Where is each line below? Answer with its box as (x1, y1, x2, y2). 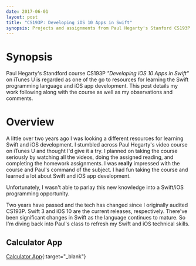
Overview (6, 115, 55, 129)
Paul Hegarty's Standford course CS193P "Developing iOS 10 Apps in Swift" (6, 70, 190, 77)
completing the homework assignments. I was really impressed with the (6, 160, 180, 167)
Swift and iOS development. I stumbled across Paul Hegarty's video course (6, 141, 188, 148)
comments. (6, 95, 33, 102)
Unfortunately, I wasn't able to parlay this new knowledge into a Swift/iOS (6, 184, 184, 191)
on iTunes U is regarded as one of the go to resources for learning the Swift (6, 76, 189, 83)
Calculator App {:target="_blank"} (6, 252, 86, 260)
